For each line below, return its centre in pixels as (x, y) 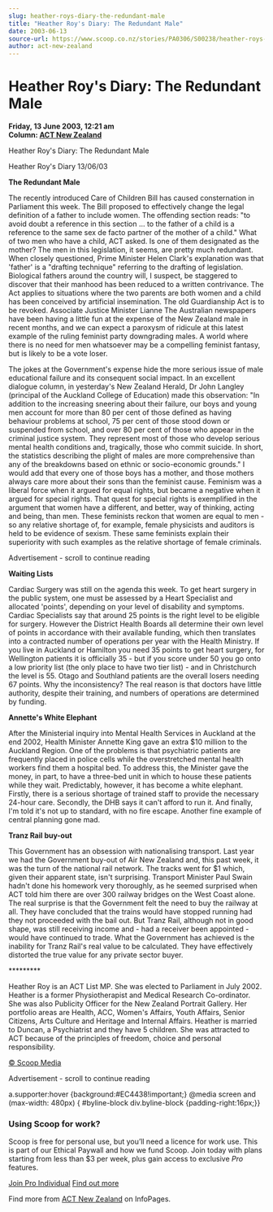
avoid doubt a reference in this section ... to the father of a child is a (121, 224)
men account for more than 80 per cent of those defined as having (120, 412)
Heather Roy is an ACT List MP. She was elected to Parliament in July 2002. (135, 987)
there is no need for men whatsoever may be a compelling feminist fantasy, (134, 345)
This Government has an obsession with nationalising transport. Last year (131, 852)
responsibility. (32, 1047)
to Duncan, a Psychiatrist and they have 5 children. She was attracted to (129, 1030)
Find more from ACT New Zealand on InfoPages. (90, 1199)
